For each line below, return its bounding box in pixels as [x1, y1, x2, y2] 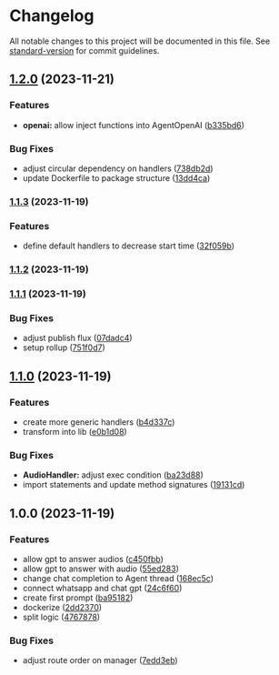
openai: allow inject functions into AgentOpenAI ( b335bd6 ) [22, 119, 245, 130]
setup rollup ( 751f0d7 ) [22, 342, 106, 353]
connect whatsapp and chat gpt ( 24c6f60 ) [22, 582, 183, 593]
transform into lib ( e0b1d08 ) [22, 426, 127, 437]
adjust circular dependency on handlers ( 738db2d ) [22, 163, 214, 174]
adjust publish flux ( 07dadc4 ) [22, 333, 134, 344]
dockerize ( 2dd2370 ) [22, 601, 103, 612]
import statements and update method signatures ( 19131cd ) [22, 479, 245, 490]
